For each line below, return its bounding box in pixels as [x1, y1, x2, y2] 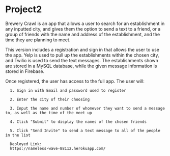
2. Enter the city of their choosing [10, 97, 90, 102]
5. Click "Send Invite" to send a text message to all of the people [10, 128, 160, 133]
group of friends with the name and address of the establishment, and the [5, 31, 160, 37]
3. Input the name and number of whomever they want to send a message [10, 106, 165, 111]
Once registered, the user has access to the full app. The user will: [5, 78, 145, 84]
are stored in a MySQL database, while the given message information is [5, 63, 157, 69]
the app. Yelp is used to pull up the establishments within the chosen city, [5, 52, 159, 58]
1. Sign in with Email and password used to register [10, 88, 126, 93]
